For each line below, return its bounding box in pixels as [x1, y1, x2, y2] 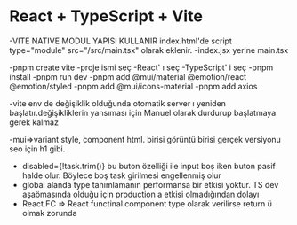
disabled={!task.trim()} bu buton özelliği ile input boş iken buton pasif [21, 160, 276, 171]
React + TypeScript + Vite [9, 6, 203, 27]
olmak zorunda [21, 207, 77, 218]
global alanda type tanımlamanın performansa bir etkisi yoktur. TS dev [21, 179, 279, 190]
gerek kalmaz [9, 117, 60, 128]
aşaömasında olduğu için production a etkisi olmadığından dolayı [21, 189, 260, 199]
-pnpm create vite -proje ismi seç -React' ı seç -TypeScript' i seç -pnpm [9, 62, 274, 73]
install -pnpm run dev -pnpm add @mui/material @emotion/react [9, 71, 247, 81]
